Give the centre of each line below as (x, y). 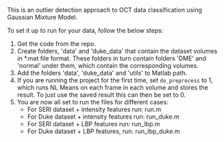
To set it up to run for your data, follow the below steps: (85, 31)
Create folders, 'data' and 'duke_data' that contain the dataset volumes (117, 51)
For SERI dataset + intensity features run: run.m (94, 109)
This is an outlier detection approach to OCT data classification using (104, 10)
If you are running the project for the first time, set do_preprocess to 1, (115, 80)
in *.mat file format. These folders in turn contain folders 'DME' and (112, 58)
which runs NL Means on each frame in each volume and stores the (113, 87)
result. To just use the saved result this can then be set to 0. (101, 95)
